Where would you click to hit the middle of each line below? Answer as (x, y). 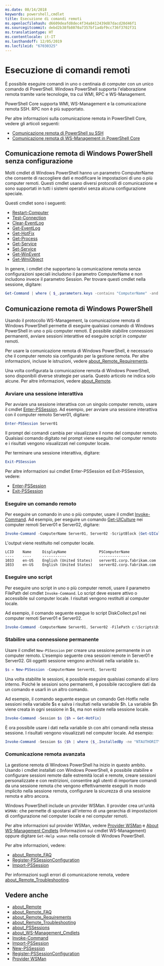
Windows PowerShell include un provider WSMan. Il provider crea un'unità (80, 806)
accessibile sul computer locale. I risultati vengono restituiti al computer (77, 598)
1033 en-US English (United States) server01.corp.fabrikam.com (81, 561)
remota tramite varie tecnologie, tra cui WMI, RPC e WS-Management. (76, 94)
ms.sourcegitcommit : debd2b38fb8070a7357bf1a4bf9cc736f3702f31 (71, 28)
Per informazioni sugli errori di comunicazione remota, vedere (67, 875)
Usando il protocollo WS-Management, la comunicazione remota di (72, 320)
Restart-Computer (30, 213)
